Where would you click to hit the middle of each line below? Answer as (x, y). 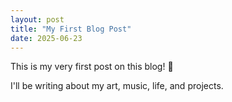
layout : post (37, 19)
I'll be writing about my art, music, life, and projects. (117, 86)
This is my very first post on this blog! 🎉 (92, 67)
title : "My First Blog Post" (71, 29)
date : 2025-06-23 (46, 38)
